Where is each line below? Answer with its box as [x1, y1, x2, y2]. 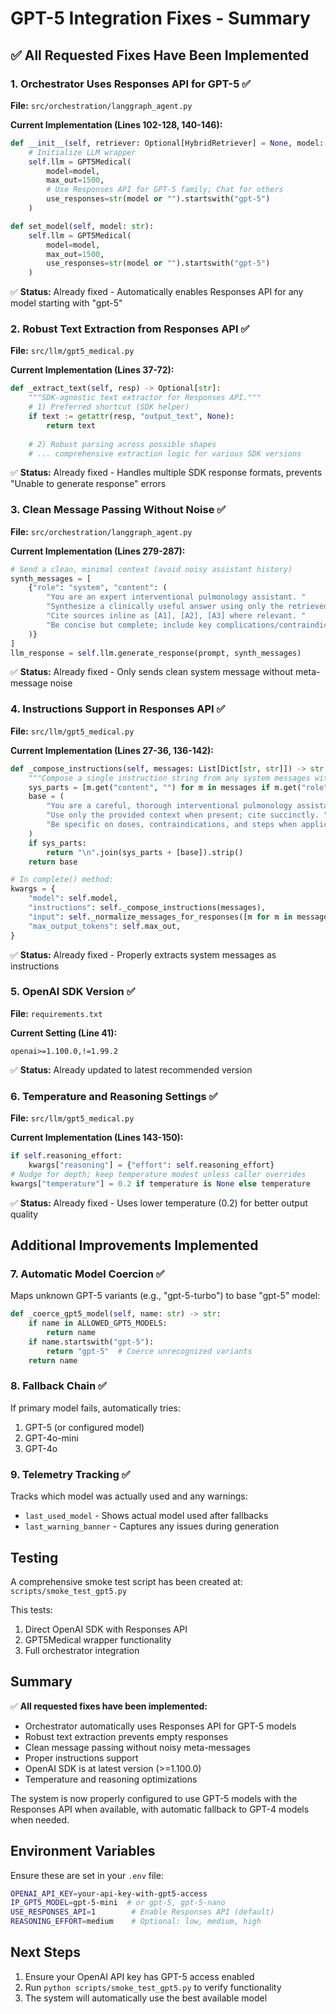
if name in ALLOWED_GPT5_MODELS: [28, 1318, 168, 1329]
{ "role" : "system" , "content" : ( [28, 583, 168, 593]
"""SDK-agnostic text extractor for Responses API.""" [28, 393, 262, 403]
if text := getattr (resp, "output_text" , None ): [28, 412, 235, 422]
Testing [10, 1549, 59, 1566]
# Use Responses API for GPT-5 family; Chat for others [46, 185, 284, 195]
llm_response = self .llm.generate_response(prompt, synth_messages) [10, 648, 302, 658]
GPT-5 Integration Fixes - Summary [10, 7, 311, 30]
